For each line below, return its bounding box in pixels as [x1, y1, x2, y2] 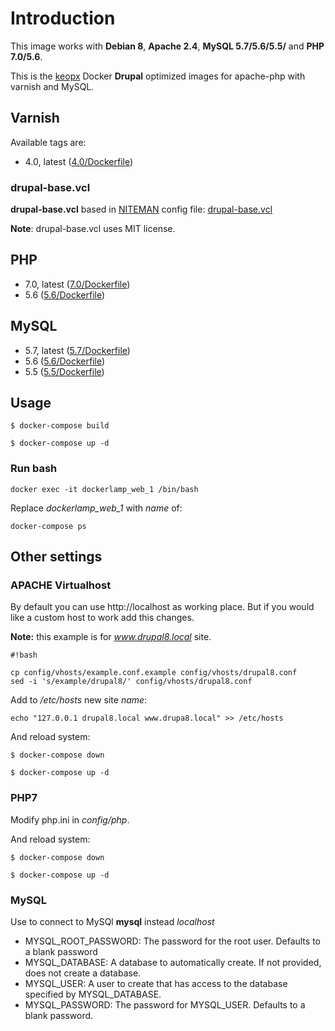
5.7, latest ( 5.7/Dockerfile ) [24, 344, 131, 356]
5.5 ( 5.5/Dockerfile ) [24, 365, 105, 377]
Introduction [10, 7, 116, 30]
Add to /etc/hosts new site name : [10, 694, 148, 706]
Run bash [10, 462, 58, 476]
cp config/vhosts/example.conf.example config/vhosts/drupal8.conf [10, 668, 298, 678]
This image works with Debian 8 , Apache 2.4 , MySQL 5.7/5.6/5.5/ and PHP [10, 40, 325, 52]
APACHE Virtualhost [10, 578, 112, 592]
